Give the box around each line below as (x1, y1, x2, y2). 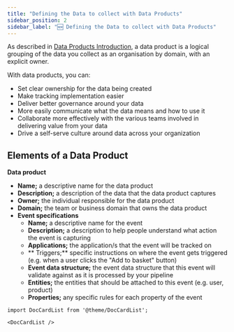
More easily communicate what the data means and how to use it (17, 106, 205, 116)
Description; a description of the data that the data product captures (17, 189, 217, 198)
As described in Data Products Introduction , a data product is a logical (7, 43, 210, 51)
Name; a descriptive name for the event (27, 219, 143, 228)
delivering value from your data (17, 122, 108, 130)
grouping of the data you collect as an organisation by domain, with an (7, 50, 210, 58)
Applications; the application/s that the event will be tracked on (27, 241, 212, 249)
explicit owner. (7, 57, 50, 66)
